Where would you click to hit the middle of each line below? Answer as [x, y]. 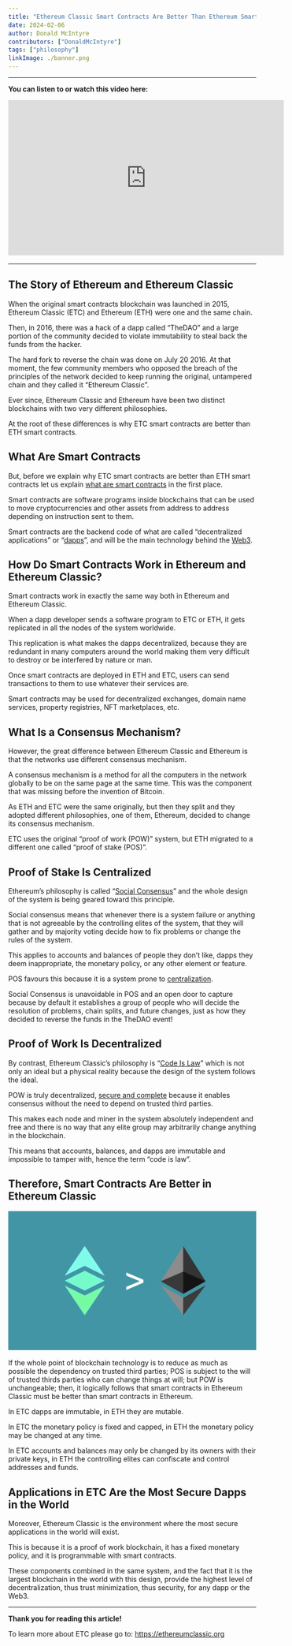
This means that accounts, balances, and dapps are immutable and [117, 1151]
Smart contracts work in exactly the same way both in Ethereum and [119, 596]
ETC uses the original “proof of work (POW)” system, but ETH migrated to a [131, 839]
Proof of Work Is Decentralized [85, 1044]
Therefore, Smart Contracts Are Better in [110, 1184]
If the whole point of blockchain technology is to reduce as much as [118, 1363]
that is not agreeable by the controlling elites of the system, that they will [126, 924]
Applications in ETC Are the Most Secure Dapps [127, 1492]
